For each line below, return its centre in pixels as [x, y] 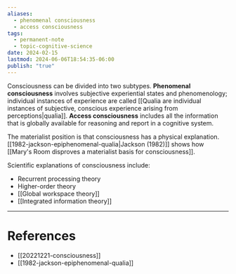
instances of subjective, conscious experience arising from [93, 108]
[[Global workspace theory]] [58, 193]
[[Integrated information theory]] [65, 201]
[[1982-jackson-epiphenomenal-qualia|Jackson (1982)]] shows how [106, 144]
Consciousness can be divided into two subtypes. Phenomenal [99, 85]
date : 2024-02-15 [33, 53]
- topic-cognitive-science [53, 46]
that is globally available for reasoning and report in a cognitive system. [111, 123]
